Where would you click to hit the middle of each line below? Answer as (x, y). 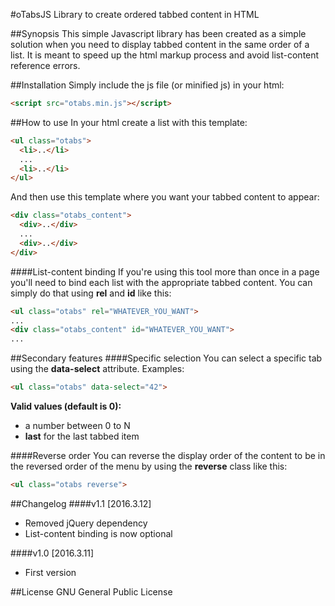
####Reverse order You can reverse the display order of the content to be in (168, 455)
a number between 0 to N (77, 425)
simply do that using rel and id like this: (91, 293)
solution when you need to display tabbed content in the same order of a (160, 44)
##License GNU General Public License (91, 591)
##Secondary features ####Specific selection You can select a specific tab (166, 358)
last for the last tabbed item (82, 436)
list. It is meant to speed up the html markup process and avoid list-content (165, 55)
